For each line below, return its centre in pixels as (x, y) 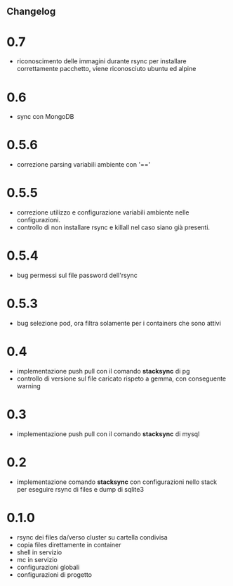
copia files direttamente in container (69, 544)
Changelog (31, 12)
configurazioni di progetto (54, 574)
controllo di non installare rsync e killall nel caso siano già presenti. (113, 227)
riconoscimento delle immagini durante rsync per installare (101, 61)
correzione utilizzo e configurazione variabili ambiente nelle (103, 212)
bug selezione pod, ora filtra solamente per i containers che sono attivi (119, 324)
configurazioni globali (48, 567)
